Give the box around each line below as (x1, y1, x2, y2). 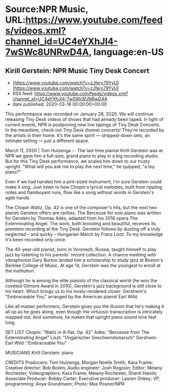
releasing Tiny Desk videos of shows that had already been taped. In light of (5, 116, 164, 122)
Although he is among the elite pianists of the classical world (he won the (5, 278, 157, 283)
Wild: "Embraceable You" (14, 340, 67, 346)
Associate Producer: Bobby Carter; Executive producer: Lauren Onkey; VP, (5, 375, 160, 381)
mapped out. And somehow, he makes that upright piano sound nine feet (5, 314, 157, 320)
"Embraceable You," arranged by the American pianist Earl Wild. (5, 294, 139, 299)
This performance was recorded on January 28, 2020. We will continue (5, 111, 154, 117)
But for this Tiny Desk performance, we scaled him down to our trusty (5, 158, 150, 164)
